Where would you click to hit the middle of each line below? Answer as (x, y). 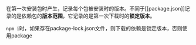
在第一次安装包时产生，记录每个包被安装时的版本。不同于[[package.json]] (95, 8)
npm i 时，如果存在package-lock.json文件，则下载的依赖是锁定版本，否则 (94, 28)
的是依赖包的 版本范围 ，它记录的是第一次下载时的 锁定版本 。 (83, 16)
